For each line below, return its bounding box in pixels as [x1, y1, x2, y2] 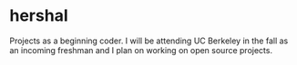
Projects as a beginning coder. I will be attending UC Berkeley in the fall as [9, 35, 289, 46]
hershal [9, 5, 68, 26]
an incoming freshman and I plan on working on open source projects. [9, 44, 273, 55]
